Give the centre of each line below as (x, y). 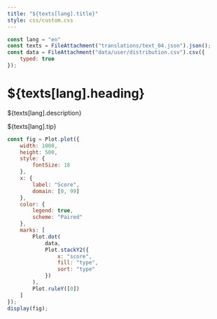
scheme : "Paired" (57, 218)
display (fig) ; (28, 309)
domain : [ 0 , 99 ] (56, 191)
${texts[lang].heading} (76, 93)
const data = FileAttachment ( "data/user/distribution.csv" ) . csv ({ (106, 52)
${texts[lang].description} (44, 113)
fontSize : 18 (51, 165)
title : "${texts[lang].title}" (53, 14)
